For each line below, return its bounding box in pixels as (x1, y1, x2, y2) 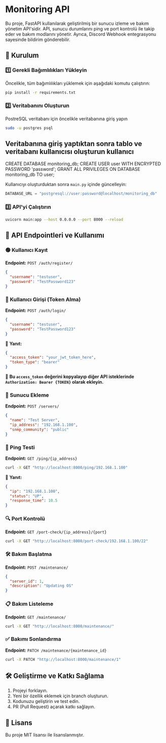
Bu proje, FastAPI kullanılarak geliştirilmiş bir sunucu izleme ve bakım (5, 20, 149, 26)
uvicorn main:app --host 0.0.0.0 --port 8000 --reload (5, 217, 123, 222)
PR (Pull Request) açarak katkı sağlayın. (12, 703, 95, 710)
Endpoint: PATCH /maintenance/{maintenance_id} (5, 647, 107, 653)
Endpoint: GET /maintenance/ (5, 614, 66, 620)
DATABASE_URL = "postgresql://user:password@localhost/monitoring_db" (5, 191, 157, 196)
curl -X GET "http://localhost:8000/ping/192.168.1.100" (5, 465, 128, 470)
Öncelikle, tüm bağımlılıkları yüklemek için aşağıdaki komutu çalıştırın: (5, 80, 150, 86)
